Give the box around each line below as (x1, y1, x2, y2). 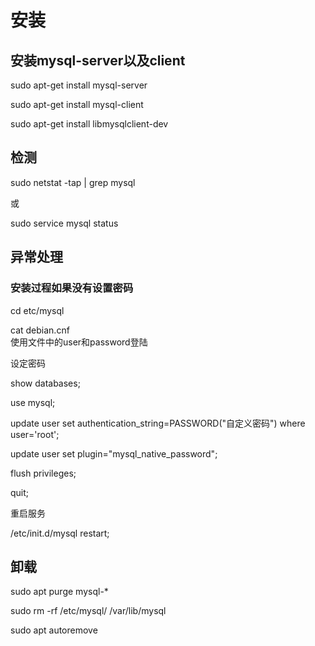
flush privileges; (10, 467, 77, 479)
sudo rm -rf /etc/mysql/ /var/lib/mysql (10, 605, 167, 617)
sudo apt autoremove (10, 624, 98, 636)
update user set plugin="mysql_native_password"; (10, 447, 218, 460)
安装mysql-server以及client (10, 52, 186, 69)
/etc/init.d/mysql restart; (10, 527, 110, 539)
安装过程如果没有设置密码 (10, 281, 134, 295)
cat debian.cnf (10, 324, 70, 336)
